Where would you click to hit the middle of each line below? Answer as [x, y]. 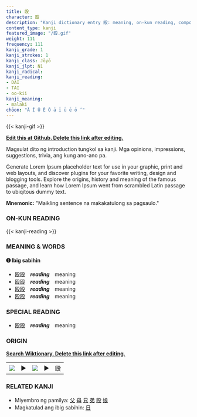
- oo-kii [17, 93]
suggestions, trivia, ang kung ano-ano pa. [57, 156]
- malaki [17, 104]
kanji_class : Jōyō [28, 60]
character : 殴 [23, 17]
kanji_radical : [25, 72]
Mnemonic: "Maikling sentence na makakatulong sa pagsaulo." [83, 203]
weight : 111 [21, 39]
